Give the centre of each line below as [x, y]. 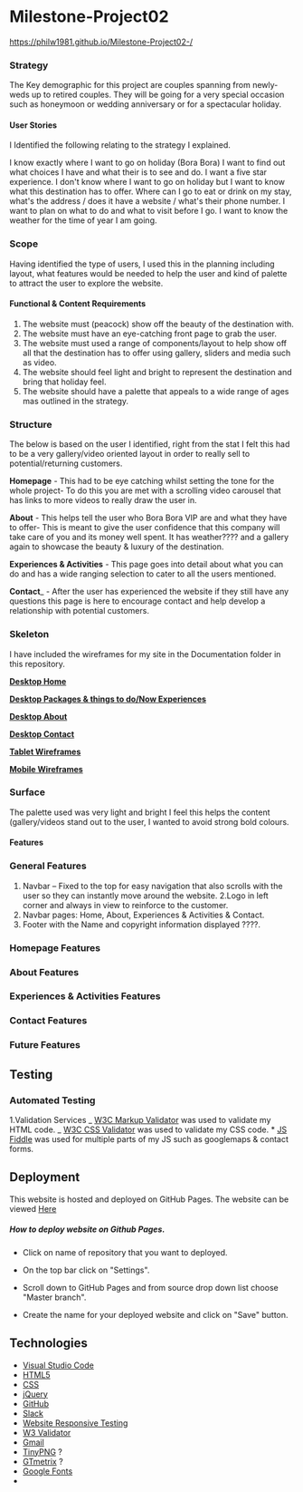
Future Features [45, 1045]
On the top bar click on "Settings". [86, 1270]
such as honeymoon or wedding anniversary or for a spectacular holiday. [146, 104]
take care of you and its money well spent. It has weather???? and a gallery [149, 538]
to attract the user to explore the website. [86, 283]
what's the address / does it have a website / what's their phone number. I [147, 201]
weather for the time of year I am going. [83, 220]
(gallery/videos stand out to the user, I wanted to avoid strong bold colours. [149, 821]
